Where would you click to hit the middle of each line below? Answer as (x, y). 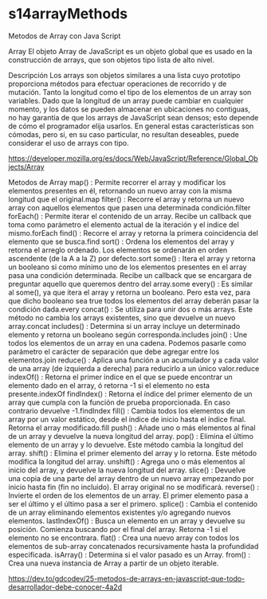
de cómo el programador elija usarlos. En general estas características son (131, 126)
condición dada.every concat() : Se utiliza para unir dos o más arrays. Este (131, 309)
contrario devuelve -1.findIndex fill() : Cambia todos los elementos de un (127, 410)
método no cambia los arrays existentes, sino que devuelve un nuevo (122, 317)
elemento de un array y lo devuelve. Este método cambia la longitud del (126, 444)
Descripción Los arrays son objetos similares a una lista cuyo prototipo (124, 75)
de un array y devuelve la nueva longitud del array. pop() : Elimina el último (131, 436)
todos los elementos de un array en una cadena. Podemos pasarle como (128, 343)
